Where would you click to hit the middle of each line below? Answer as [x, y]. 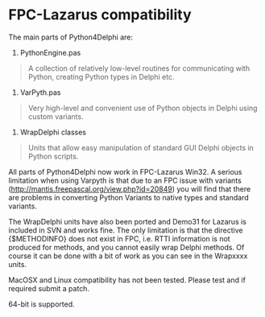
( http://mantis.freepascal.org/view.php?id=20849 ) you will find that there [130, 189]
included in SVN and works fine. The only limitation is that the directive [126, 230]
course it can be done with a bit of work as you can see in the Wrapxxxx [128, 256]
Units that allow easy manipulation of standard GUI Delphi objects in [141, 147]
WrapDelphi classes [53, 132]
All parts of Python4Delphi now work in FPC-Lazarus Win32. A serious [125, 171]
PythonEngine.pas [50, 52]
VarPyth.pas [40, 92]
